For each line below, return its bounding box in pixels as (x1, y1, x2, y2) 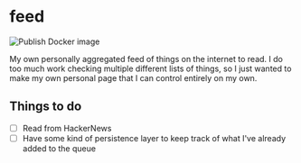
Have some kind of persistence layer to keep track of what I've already (22, 132, 287, 143)
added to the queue (22, 142, 97, 154)
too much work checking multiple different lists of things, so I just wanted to (9, 63, 292, 74)
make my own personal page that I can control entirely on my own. (9, 72, 258, 83)
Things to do (9, 99, 82, 114)
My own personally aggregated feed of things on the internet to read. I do (9, 53, 283, 64)
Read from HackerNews (22, 122, 112, 133)
